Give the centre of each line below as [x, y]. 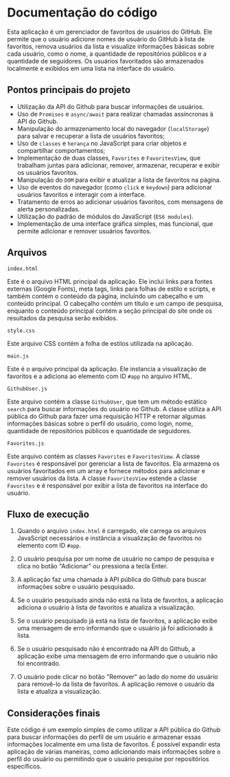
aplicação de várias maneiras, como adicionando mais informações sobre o [114, 752]
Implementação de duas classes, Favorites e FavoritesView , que [109, 158]
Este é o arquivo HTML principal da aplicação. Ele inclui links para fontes [110, 281]
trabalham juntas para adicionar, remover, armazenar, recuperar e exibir [118, 165]
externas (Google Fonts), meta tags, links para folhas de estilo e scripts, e [111, 289]
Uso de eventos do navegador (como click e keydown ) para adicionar [115, 187]
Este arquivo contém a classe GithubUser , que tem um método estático [107, 402]
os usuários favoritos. [48, 172]
